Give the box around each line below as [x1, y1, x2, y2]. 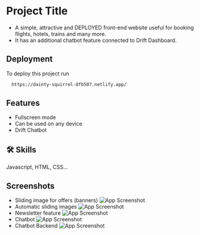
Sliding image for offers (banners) [14, 197, 99, 204]
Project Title [6, 4, 68, 18]
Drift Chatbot [14, 127, 47, 134]
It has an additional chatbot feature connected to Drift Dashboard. [14, 36, 177, 44]
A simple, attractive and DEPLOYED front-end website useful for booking [14, 24, 194, 31]
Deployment [6, 54, 53, 64]
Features [6, 98, 40, 108]
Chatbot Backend [14, 222, 58, 230]
